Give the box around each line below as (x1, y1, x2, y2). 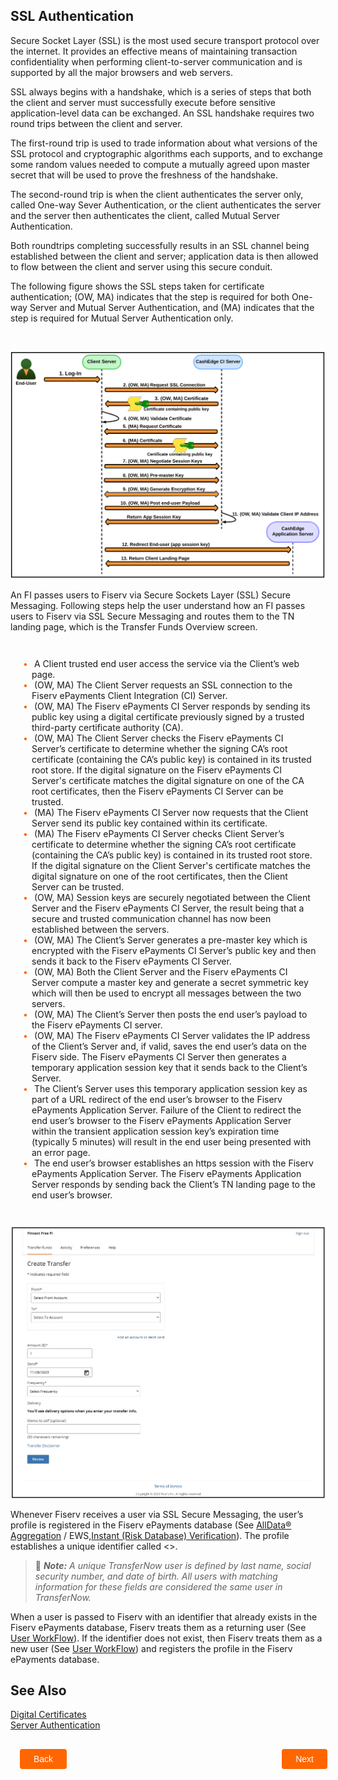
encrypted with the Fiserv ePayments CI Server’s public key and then (31, 944, 317, 956)
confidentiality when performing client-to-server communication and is (10, 55, 303, 68)
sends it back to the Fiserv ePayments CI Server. (31, 955, 232, 967)
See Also (10, 1682, 67, 1699)
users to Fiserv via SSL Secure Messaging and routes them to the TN (10, 610, 295, 622)
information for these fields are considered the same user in (34, 1580, 283, 1593)
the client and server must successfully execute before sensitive (10, 96, 277, 108)
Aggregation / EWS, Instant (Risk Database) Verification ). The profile (10, 1529, 290, 1541)
